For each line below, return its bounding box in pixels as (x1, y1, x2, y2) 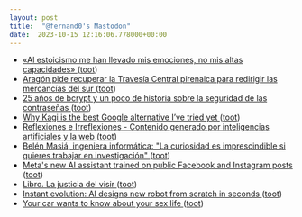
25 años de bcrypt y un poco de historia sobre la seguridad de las (22, 93, 268, 104)
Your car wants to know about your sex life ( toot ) (22, 198, 205, 209)
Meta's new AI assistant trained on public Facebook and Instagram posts (22, 159, 293, 171)
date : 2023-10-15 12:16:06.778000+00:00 (9, 30, 168, 39)
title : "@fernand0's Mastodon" (9, 22, 131, 31)
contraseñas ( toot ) (22, 103, 92, 113)
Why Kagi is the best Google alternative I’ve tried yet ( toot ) (22, 112, 241, 122)
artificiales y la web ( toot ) (22, 131, 117, 142)
